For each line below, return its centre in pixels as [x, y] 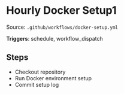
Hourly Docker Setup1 [61, 10]
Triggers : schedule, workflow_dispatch [55, 38]
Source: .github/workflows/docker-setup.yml [62, 27]
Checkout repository [40, 72]
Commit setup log [37, 84]
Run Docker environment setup [53, 78]
